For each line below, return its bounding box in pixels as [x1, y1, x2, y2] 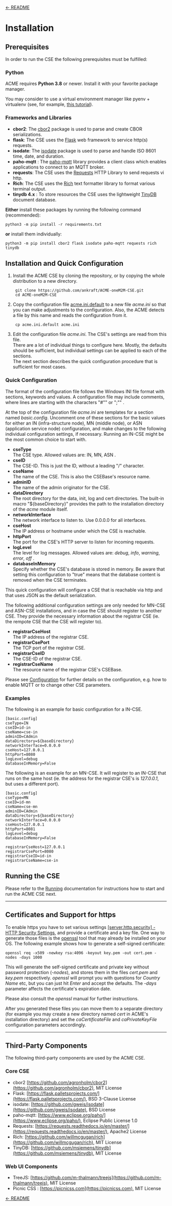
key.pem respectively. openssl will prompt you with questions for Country [5, 975, 160, 981]
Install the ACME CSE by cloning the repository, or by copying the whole [12, 272, 165, 279]
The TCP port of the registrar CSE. [12, 645, 85, 651]
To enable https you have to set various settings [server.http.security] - [5, 924, 156, 930]
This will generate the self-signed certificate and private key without [5, 964, 149, 970]
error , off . [12, 555, 35, 561]
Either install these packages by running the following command [5, 206, 141, 213]
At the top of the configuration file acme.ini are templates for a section [5, 409, 154, 415]
